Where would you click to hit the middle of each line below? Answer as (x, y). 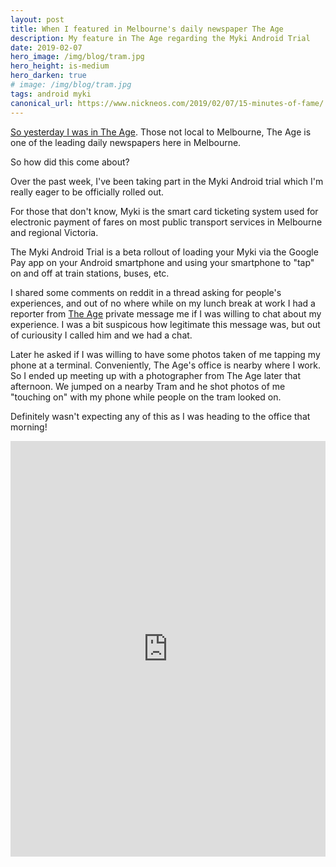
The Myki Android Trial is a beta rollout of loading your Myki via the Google (164, 252)
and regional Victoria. (54, 232)
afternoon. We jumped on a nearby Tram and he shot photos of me (148, 386)
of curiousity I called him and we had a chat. (101, 335)
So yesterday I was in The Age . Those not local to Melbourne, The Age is (161, 132)
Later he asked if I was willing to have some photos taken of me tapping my (165, 354)
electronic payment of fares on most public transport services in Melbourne (166, 222)
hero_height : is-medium (60, 66)
